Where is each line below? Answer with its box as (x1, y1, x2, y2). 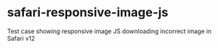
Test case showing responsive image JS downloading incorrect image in (7, 27, 212, 35)
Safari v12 (7, 34, 36, 42)
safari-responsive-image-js (7, 5, 169, 20)
